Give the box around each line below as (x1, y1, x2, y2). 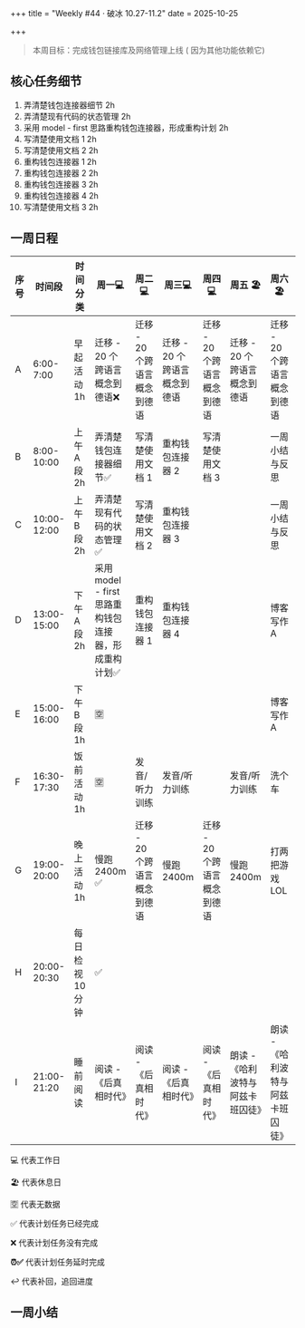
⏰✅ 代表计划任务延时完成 (10, 1256, 105, 1267)
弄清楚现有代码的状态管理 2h (23, 111, 131, 121)
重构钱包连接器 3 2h (23, 179, 99, 189)
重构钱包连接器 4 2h (23, 189, 99, 201)
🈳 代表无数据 (10, 1198, 61, 1209)
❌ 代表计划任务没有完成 (10, 1236, 99, 1248)
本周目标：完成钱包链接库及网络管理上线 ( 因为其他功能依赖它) (32, 44, 265, 55)
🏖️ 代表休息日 (10, 1177, 62, 1187)
